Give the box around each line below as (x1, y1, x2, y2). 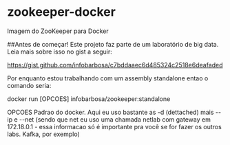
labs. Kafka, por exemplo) (7, 130, 81, 138)
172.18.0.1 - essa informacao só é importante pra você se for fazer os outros (7, 122, 222, 131)
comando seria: (7, 81, 52, 89)
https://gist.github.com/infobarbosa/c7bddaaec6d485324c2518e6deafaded (7, 60, 223, 69)
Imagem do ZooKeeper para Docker (7, 27, 109, 35)
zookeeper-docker (7, 4, 116, 20)
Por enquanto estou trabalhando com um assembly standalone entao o (7, 74, 209, 82)
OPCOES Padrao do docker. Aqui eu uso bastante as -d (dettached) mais (7, 108, 214, 116)
